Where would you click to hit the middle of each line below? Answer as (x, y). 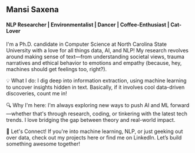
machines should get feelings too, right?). (57, 69)
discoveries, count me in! (37, 93)
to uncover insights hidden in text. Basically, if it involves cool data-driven (95, 87)
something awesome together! (43, 144)
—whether (19, 114)
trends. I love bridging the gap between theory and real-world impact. (91, 119)
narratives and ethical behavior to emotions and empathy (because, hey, (94, 63)
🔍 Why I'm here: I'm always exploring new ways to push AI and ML (87, 105)
